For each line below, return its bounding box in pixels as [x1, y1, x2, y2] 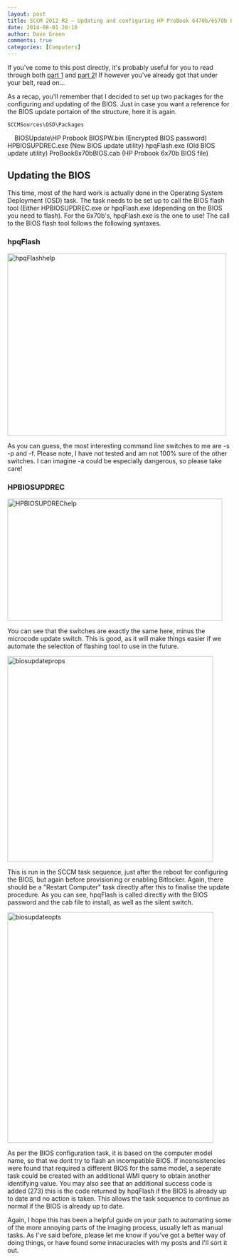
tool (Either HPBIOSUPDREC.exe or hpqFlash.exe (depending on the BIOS [7, 203, 223, 212]
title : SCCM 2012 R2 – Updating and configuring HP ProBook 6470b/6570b [7, 17, 228, 24]
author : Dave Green [7, 30, 65, 38]
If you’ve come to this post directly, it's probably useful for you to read [7, 64, 213, 71]
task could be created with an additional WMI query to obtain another [7, 1171, 211, 1180]
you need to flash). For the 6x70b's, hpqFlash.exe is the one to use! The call [7, 211, 230, 220]
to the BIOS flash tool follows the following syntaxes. [7, 218, 161, 227]
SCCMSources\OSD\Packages [7, 121, 84, 128]
